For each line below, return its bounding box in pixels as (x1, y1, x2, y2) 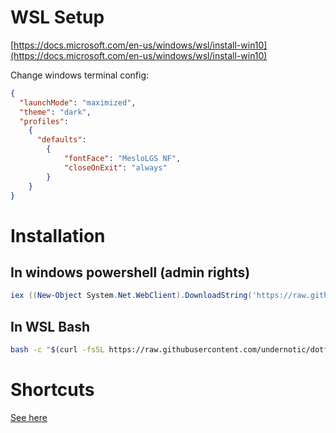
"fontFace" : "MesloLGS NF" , (63, 154, 182, 164)
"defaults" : (36, 135, 87, 145)
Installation (10, 224, 106, 247)
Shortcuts (10, 379, 95, 401)
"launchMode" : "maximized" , (19, 97, 137, 108)
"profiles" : (19, 116, 70, 126)
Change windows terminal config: (10, 69, 150, 81)
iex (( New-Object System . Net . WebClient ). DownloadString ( (10, 291, 253, 301)
